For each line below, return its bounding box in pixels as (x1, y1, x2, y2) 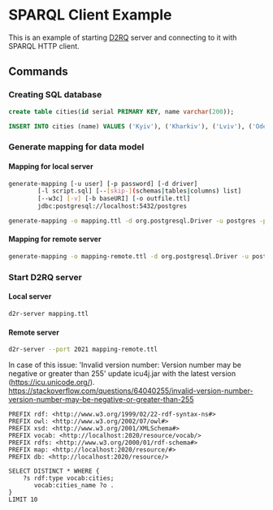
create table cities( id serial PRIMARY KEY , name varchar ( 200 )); (8, 107, 234, 115)
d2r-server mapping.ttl (8, 310, 89, 318)
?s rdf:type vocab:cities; (23, 474, 115, 482)
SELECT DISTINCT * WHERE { (8, 467, 100, 476)
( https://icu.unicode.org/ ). (8, 378, 95, 387)
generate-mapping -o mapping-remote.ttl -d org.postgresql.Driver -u (8, 253, 249, 261)
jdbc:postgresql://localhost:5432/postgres (37, 202, 187, 210)
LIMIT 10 (8, 495, 38, 504)
